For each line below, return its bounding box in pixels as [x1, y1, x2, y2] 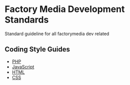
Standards [4, 14, 49, 25]
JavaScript [11, 63, 34, 69]
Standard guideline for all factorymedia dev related [4, 30, 109, 36]
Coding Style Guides [4, 45, 70, 53]
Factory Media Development [4, 3, 125, 15]
